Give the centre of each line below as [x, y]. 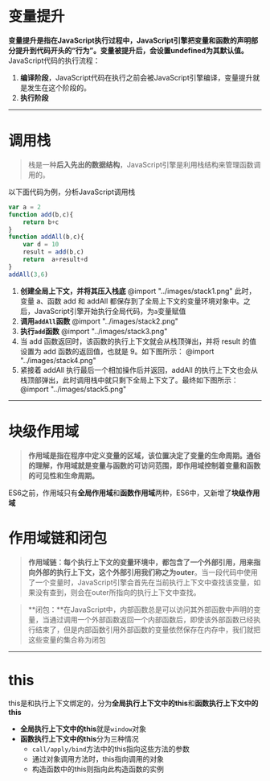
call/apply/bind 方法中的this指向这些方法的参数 [111, 749]
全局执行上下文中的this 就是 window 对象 [83, 729]
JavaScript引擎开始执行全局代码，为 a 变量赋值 [110, 311]
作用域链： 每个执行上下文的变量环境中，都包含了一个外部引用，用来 [141, 562]
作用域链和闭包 [58, 538]
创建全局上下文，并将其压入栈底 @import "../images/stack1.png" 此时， [138, 291]
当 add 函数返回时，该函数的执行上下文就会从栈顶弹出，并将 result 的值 [138, 341]
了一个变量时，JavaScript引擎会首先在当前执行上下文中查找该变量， [141, 582]
